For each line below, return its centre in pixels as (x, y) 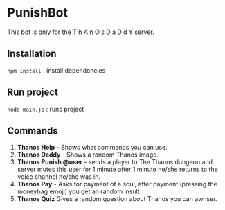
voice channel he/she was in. (59, 177)
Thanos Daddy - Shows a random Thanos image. (88, 155)
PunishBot (37, 13)
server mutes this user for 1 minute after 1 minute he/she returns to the (117, 169)
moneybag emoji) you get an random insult (78, 191)
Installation (32, 54)
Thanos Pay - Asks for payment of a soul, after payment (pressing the (117, 184)
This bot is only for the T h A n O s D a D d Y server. (81, 32)
